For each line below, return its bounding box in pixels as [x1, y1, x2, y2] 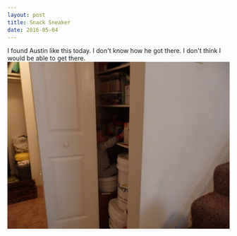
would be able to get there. [7, 54, 86, 63]
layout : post [7, 11, 46, 18]
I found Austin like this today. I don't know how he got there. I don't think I [7, 47, 221, 55]
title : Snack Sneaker [7, 18, 71, 26]
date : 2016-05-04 [7, 26, 59, 33]
